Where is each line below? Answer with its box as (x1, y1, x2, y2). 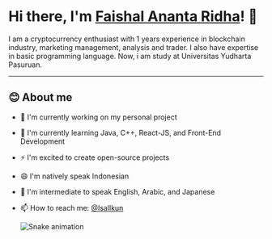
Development (19, 136, 66, 146)
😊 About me (8, 90, 73, 104)
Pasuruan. (8, 60, 43, 69)
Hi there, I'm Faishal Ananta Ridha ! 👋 (8, 7, 258, 26)
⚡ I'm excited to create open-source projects (19, 153, 170, 162)
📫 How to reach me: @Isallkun (19, 203, 124, 212)
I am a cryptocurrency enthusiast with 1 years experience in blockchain (8, 34, 245, 44)
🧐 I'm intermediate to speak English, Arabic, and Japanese (19, 187, 215, 196)
